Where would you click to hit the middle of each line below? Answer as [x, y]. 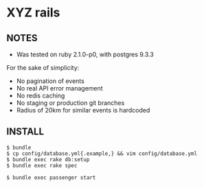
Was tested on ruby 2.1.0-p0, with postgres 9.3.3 [85, 54]
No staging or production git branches [70, 103]
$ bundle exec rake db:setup [48, 159]
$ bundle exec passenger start [51, 177]
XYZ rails [33, 13]
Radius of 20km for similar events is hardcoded [83, 110]
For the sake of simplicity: [43, 68]
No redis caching [41, 95]
